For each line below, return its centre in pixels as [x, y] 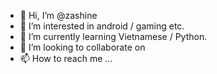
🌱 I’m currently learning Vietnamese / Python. [113, 36]
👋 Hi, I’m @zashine [58, 15]
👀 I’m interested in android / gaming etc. [102, 26]
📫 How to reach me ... [66, 58]
